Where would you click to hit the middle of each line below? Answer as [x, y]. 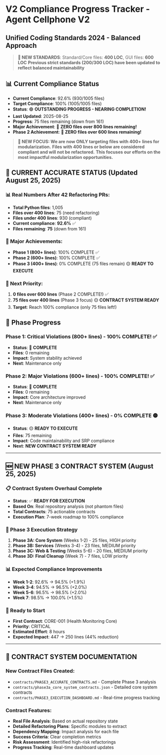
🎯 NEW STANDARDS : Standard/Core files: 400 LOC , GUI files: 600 [86, 57]
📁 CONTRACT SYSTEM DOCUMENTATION [71, 657]
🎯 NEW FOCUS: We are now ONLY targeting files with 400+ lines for [88, 141]
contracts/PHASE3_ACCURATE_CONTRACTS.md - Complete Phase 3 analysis [84, 681]
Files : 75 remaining [32, 436]
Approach [21, 45]
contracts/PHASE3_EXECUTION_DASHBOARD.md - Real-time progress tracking [86, 697]
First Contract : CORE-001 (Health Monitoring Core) [65, 621]
